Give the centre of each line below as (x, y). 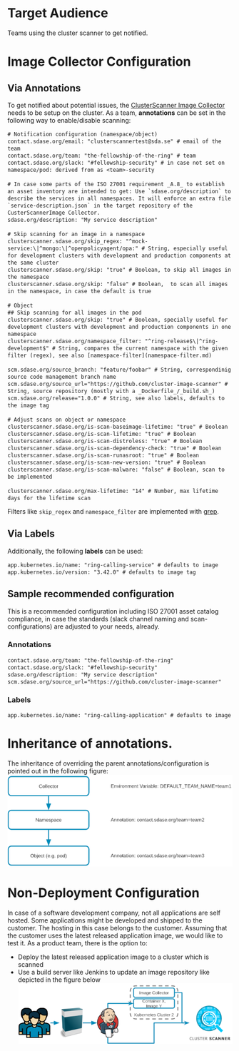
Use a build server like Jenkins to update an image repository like (114, 972)
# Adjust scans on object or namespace (67, 420)
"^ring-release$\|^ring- (182, 341)
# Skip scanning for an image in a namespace (76, 234)
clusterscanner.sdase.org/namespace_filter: (75, 341)
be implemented (30, 477)
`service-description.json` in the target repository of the (100, 205)
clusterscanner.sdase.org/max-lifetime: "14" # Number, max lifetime (113, 491)
